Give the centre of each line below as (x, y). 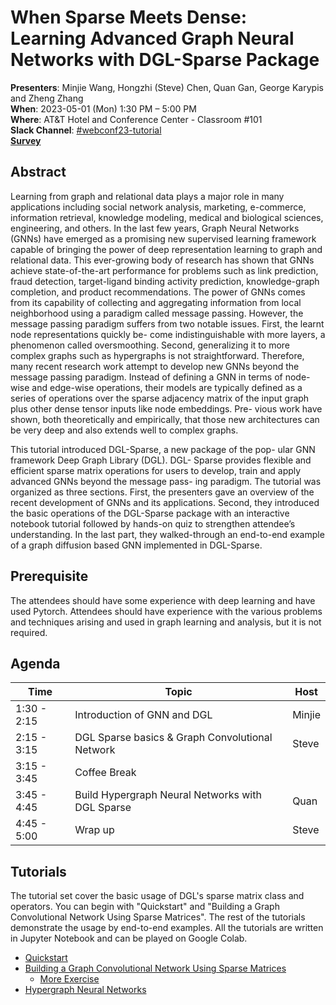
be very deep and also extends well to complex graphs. (124, 430)
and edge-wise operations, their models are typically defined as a (167, 387)
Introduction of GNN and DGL (143, 715)
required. (29, 632)
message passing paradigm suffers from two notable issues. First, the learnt (167, 323)
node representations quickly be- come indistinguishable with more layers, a (168, 334)
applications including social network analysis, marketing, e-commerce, (158, 207)
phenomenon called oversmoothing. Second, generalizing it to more (150, 345)
